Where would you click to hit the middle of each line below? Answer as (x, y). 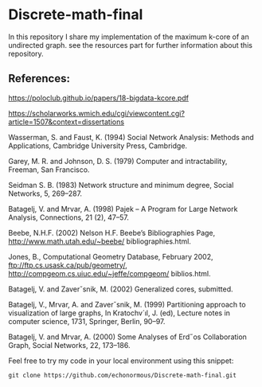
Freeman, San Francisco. (49, 170)
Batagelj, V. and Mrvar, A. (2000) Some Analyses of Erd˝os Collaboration (127, 337)
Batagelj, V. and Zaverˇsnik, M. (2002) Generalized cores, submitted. (121, 289)
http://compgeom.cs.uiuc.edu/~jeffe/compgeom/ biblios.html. (109, 273)
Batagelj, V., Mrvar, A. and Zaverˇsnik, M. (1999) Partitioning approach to (127, 304)
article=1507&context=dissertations (66, 122)
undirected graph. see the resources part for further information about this (131, 45)
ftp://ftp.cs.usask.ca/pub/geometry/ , (68, 265)
